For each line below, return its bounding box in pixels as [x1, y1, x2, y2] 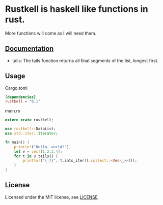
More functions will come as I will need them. [5, 30, 97, 36]
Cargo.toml [5, 85, 28, 91]
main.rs [5, 108, 21, 114]
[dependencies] [5, 95, 36, 100]
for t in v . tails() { [14, 154, 58, 159]
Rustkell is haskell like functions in [5, 3, 148, 15]
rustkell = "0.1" [5, 99, 41, 104]
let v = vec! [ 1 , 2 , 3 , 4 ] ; [14, 149, 63, 154]
